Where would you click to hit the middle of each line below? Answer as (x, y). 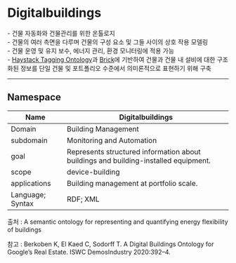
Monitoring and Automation (112, 140)
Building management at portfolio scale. (132, 183)
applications (31, 183)
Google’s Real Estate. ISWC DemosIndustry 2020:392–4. (89, 252)
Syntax (22, 203)
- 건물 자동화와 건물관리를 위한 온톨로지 (61, 33)
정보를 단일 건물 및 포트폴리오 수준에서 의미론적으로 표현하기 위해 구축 (116, 68)
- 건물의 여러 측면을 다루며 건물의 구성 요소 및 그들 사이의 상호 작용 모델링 (108, 42)
